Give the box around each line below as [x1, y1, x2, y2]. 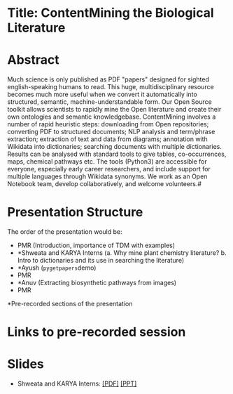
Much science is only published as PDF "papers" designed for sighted [7, 75, 210, 84]
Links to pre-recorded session [7, 324, 186, 340]
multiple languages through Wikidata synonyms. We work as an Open [7, 172, 208, 180]
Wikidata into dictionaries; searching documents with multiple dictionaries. [7, 143, 222, 151]
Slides [7, 356, 44, 372]
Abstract [7, 52, 59, 68]
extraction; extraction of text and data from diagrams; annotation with [7, 135, 208, 143]
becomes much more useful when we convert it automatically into [7, 90, 197, 99]
